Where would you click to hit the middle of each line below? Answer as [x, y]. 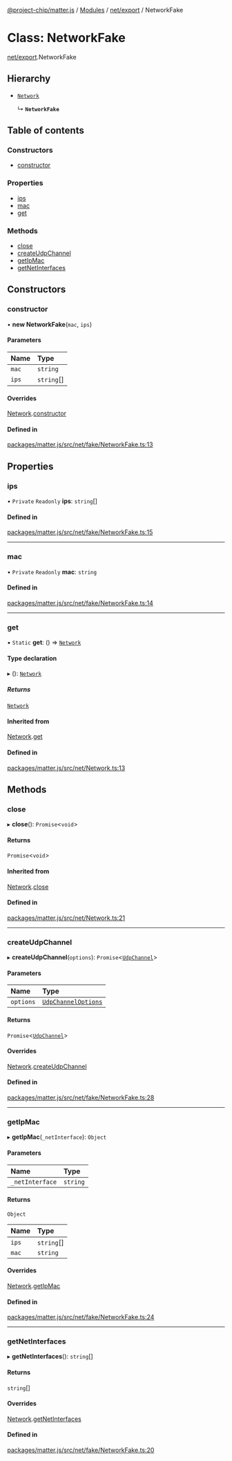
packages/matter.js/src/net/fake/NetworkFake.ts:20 [81, 1450]
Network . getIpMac [34, 1285]
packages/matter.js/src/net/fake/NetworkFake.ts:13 [80, 444]
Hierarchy [29, 79]
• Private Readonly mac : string [52, 572]
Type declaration [32, 658]
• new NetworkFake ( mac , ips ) [50, 324]
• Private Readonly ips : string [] [52, 501]
